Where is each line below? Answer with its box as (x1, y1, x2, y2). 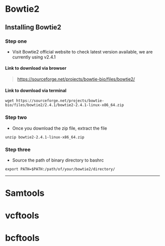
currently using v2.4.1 (12, 54, 56, 60)
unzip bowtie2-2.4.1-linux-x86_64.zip (5, 135, 84, 139)
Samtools (5, 188, 45, 199)
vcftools (5, 210, 39, 221)
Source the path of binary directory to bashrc (12, 157, 104, 163)
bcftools (5, 232, 40, 244)
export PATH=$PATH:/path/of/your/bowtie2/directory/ (5, 166, 115, 171)
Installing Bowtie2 (5, 23, 61, 31)
